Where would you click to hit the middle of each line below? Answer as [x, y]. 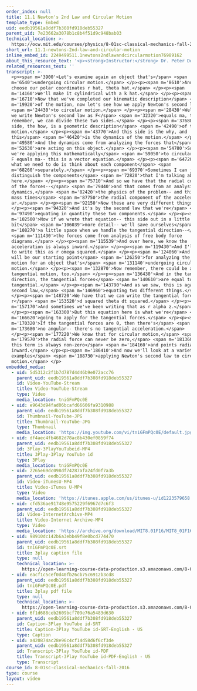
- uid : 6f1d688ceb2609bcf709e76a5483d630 [63, 613]
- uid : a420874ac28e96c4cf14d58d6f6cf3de [63, 640]
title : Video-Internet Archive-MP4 [60, 520]
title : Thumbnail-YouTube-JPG [54, 422]
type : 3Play [31, 460]
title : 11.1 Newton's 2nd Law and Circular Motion [69, 17]
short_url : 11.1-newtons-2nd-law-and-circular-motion [73, 50]
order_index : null [28, 11]
